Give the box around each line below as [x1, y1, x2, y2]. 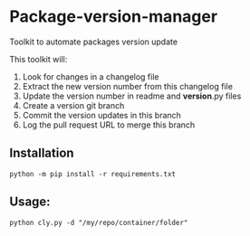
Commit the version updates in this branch [22, 109, 181, 120]
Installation [9, 146, 74, 161]
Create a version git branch [22, 99, 125, 110]
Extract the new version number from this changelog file [22, 80, 234, 91]
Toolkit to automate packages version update [9, 36, 178, 47]
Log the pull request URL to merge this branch [22, 119, 196, 130]
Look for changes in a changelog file [22, 71, 159, 82]
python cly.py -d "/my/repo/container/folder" [9, 218, 188, 227]
